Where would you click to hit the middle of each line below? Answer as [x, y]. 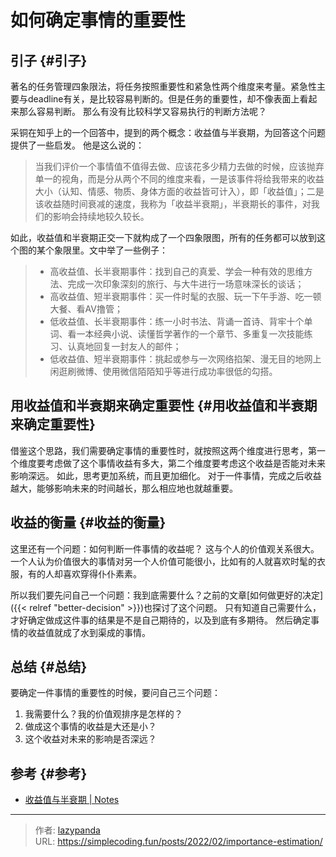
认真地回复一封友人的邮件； [124, 346]
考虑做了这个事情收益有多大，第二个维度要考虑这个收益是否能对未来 [185, 463]
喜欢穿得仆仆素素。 [102, 573]
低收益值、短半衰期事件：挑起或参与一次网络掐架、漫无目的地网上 [185, 359]
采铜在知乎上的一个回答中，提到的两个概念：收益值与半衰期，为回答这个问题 [168, 132]
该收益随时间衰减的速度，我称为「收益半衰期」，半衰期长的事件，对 [173, 204]
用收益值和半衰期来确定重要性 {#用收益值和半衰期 [164, 406]
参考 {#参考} [49, 773]
